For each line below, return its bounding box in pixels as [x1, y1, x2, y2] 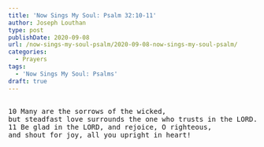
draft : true [8, 77, 47, 85]
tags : [8, 63, 26, 71]
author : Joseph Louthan [8, 19, 87, 27]
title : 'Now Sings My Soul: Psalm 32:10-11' [8, 11, 157, 20]
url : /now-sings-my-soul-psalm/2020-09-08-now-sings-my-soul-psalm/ [8, 41, 238, 49]
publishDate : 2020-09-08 [8, 33, 90, 42]
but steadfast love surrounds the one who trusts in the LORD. [8, 115, 258, 123]
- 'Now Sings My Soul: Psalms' [15, 70, 118, 78]
